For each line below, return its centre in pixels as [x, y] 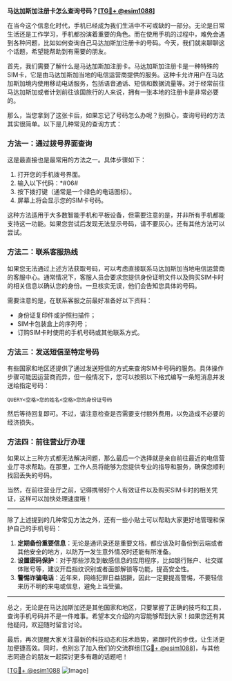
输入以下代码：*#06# [48, 183]
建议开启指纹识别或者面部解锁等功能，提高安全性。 [120, 569]
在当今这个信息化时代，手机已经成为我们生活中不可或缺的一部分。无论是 [110, 26]
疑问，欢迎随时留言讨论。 [49, 625]
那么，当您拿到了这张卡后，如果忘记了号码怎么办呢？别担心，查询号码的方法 [116, 115]
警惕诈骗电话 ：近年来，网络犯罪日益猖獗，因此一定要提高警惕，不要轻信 [120, 578]
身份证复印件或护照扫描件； [57, 315]
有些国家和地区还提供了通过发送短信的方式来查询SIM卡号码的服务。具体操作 [116, 368]
